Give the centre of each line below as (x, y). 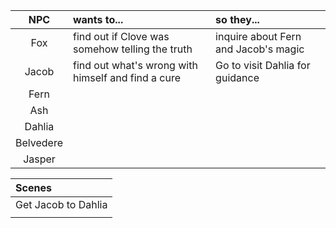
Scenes (33, 187)
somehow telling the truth (132, 49)
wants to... (98, 19)
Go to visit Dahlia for (263, 65)
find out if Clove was (121, 36)
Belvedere (39, 142)
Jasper (39, 159)
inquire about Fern (258, 36)
